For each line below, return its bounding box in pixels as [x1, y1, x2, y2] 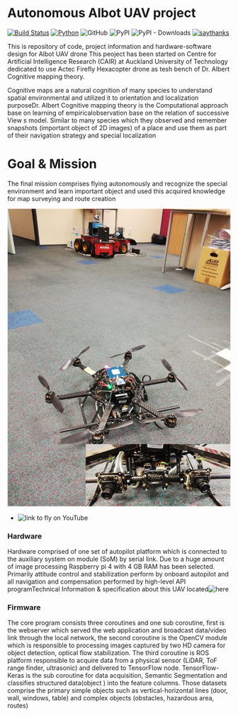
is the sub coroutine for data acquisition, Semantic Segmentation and [25, 671, 228, 680]
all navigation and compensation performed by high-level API [7, 577, 186, 586]
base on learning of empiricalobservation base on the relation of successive [7, 108, 229, 117]
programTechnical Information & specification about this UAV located [7, 585, 209, 593]
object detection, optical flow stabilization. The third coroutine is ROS [7, 649, 210, 657]
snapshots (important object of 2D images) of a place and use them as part [7, 123, 227, 132]
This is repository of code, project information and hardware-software [7, 42, 212, 50]
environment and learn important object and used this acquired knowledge [7, 186, 225, 195]
